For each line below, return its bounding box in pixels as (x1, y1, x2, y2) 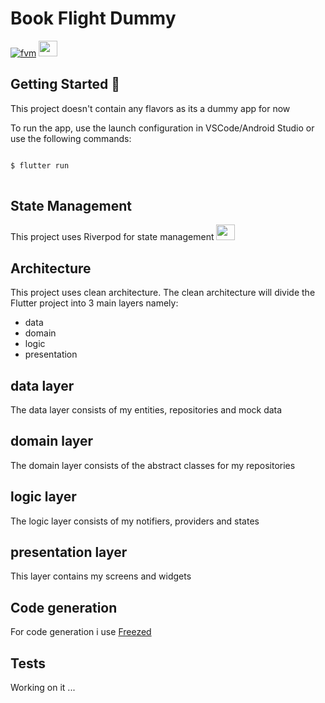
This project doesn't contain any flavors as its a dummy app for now (10, 102, 291, 114)
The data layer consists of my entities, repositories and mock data (10, 403, 283, 416)
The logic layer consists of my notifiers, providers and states (10, 515, 260, 527)
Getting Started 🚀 (10, 76, 121, 93)
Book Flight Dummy (10, 7, 177, 30)
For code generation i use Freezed (10, 626, 152, 638)
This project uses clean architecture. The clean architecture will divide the (10, 287, 316, 299)
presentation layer (10, 543, 128, 561)
